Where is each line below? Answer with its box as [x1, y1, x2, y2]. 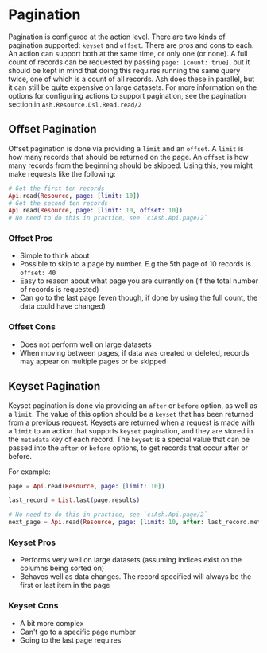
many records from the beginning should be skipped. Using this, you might [8, 161, 253, 170]
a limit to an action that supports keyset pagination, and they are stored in [8, 426, 253, 435]
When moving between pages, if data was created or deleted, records [19, 348, 250, 357]
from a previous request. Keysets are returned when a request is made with [8, 418, 256, 427]
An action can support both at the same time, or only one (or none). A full [8, 49, 248, 58]
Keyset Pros [8, 537, 56, 548]
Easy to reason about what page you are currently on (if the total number [19, 276, 259, 286]
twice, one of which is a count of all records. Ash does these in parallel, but [8, 74, 255, 84]
